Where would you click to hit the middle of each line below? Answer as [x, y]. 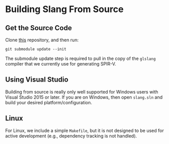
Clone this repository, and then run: [42, 40]
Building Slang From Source [64, 9]
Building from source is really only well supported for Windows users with [82, 92]
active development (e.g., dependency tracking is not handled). [71, 136]
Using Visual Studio [37, 80]
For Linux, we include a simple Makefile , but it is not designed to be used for [84, 130]
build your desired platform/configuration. [49, 102]
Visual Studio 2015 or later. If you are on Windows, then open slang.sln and [84, 97]
